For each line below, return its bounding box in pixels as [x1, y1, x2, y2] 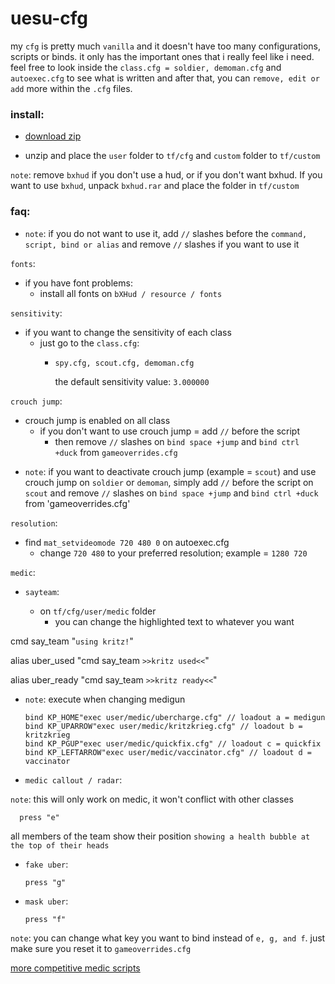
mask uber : [24, 895, 69, 907]
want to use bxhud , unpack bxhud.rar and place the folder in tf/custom [10, 180, 300, 192]
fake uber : [24, 858, 69, 870]
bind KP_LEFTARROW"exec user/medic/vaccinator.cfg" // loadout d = [24, 747, 312, 757]
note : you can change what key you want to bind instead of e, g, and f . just [10, 932, 326, 944]
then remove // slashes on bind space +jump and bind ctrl [54, 435, 300, 447]
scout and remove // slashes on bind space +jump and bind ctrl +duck [24, 487, 319, 499]
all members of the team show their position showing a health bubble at [10, 830, 311, 842]
